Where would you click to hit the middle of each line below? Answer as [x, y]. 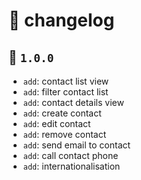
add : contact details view [73, 102]
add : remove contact [64, 134]
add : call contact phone [70, 155]
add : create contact [62, 113]
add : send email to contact [76, 145]
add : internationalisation [71, 166]
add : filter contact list [65, 92]
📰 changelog [61, 20]
